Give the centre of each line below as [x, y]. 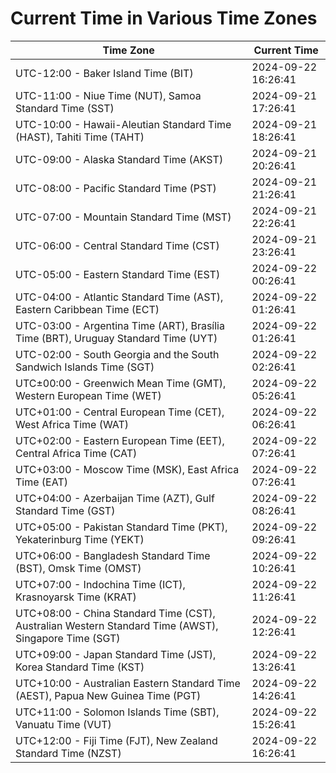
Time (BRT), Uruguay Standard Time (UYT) [116, 338]
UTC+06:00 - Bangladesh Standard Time [113, 555]
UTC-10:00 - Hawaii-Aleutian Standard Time [123, 124]
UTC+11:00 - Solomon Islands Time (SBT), [117, 712]
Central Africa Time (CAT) [76, 453]
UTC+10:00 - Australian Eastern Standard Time [128, 683]
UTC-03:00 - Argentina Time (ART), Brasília [120, 325]
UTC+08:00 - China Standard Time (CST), [115, 613]
